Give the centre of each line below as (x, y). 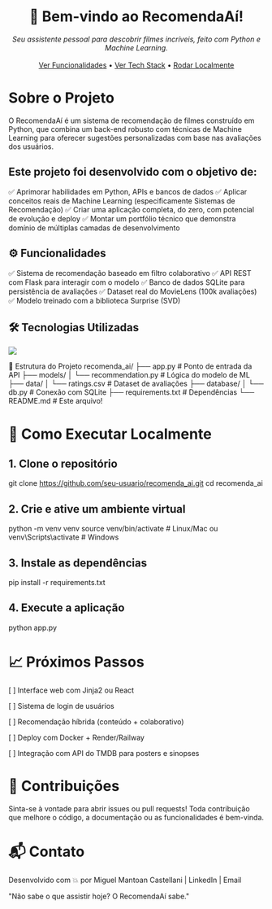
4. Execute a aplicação (67, 608)
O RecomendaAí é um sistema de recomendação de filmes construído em (132, 120)
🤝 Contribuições (64, 786)
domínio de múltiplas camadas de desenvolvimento (94, 228)
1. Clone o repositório (63, 463)
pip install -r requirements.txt (57, 582)
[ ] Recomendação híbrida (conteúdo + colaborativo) (96, 721)
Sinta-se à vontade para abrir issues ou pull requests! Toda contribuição (129, 808)
